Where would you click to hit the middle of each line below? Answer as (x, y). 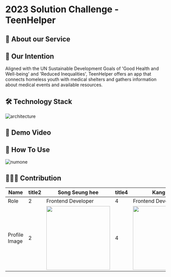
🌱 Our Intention (30, 56)
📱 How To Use (27, 150)
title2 (35, 192)
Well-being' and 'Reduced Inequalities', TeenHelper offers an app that (78, 74)
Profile (16, 235)
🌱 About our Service (38, 39)
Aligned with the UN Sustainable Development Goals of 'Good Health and (82, 69)
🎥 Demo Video (28, 132)
